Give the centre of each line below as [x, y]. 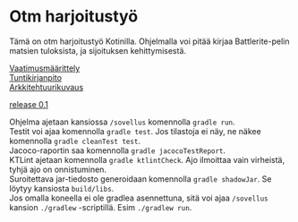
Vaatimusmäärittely [45, 68]
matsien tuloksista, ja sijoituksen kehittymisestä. [98, 50]
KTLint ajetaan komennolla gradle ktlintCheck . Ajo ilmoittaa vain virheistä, [147, 159]
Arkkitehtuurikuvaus [47, 87]
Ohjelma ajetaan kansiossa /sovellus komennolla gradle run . [122, 122]
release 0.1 [29, 104]
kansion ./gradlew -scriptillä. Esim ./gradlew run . [101, 207]
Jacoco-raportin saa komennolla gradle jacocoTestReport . [118, 150]
